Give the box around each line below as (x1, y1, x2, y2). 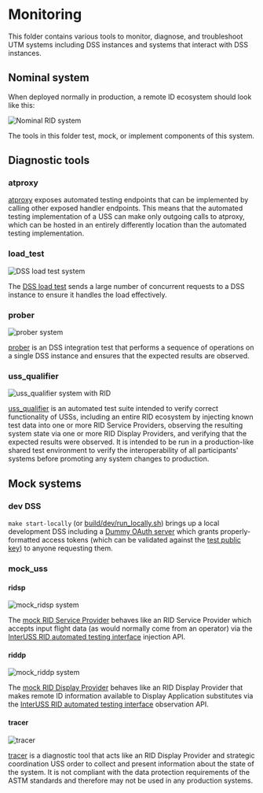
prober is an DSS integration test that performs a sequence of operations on (8, 343, 254, 352)
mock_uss (8, 563, 49, 574)
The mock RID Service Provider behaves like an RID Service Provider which (8, 616, 252, 625)
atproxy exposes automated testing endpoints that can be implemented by (8, 195, 249, 205)
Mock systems (8, 476, 82, 490)
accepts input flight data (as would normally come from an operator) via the (8, 624, 253, 633)
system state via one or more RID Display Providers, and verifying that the (8, 429, 247, 439)
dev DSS (8, 500, 42, 511)
